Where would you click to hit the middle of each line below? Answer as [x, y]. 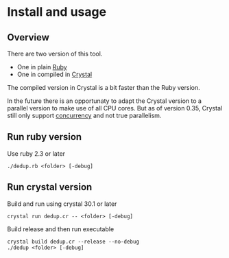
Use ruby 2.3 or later [36, 153]
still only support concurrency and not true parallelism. [84, 115]
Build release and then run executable [61, 229]
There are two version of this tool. [55, 54]
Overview [28, 37]
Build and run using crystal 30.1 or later [62, 204]
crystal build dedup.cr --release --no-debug [73, 242]
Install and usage [57, 12]
